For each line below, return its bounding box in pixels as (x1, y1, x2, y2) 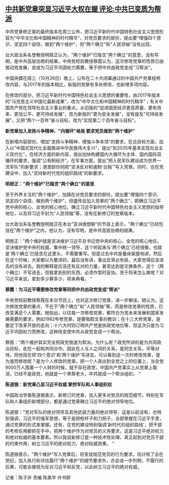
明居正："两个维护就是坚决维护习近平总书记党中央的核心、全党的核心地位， (5, 238, 162, 244)
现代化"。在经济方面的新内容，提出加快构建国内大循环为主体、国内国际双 (9, 151, 162, 157)
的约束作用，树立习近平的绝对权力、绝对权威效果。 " (5, 440, 115, 446)
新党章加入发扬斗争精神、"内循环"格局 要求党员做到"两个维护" (5, 128, 135, 134)
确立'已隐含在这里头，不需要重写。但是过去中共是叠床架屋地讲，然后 (20, 251, 162, 257)
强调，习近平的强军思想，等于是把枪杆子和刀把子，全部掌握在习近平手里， (9, 415, 164, 421)
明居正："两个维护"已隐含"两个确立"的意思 (5, 181, 95, 187)
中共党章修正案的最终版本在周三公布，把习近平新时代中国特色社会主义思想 (5, 28, 159, 34)
